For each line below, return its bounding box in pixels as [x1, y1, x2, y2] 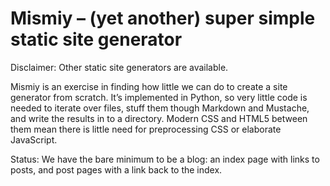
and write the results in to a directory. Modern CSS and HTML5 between [10, 112, 308, 124]
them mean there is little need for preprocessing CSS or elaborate [10, 123, 282, 135]
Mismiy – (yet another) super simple [10, 7, 316, 30]
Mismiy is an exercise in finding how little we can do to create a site [10, 80, 288, 92]
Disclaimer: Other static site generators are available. [10, 61, 229, 73]
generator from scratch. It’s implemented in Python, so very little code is [10, 91, 308, 103]
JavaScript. [10, 133, 58, 146]
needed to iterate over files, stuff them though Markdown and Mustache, [10, 102, 310, 114]
